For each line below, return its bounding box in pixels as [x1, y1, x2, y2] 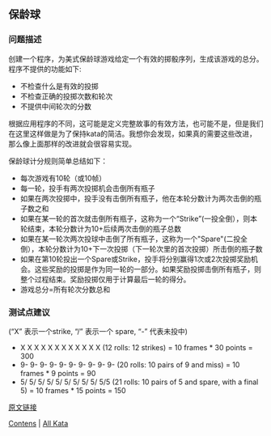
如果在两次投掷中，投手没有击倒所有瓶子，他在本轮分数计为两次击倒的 [19, 193, 255, 203]
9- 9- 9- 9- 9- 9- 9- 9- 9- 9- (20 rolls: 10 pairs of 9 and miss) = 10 [19, 359, 240, 370]
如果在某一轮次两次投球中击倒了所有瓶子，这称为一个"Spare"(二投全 [19, 234, 248, 243]
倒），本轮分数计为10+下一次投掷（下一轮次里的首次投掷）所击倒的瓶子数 [19, 243, 263, 253]
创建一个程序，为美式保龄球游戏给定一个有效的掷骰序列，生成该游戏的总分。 [8, 53, 264, 63]
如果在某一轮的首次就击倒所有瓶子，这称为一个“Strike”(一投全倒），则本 [19, 214, 257, 223]
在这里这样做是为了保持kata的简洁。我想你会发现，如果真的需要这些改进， [8, 129, 257, 138]
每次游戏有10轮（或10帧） [19, 173, 107, 183]
